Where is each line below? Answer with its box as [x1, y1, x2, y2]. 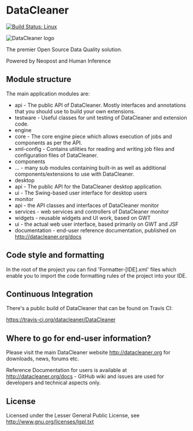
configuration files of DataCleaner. [14, 152, 98, 159]
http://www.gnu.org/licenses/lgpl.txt [6, 418, 94, 425]
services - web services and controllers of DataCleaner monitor [14, 208, 169, 215]
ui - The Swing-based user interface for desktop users [14, 189, 147, 196]
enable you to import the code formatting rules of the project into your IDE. [6, 272, 187, 279]
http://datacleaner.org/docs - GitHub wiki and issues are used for [6, 373, 165, 380]
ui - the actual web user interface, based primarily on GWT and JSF [14, 221, 179, 228]
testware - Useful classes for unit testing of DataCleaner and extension [14, 114, 187, 121]
